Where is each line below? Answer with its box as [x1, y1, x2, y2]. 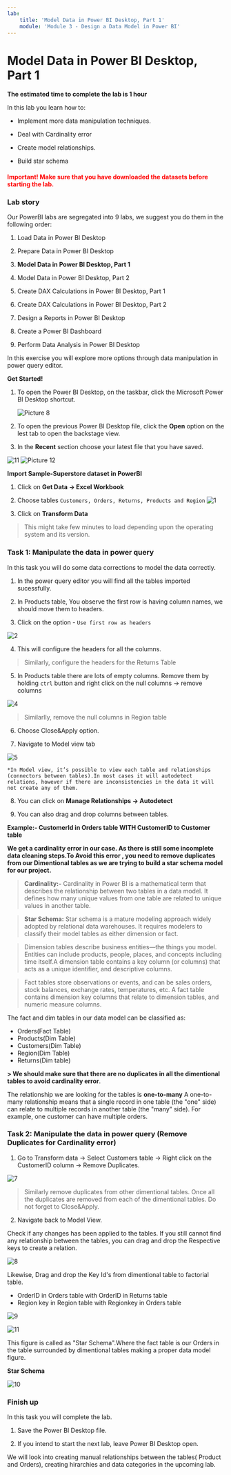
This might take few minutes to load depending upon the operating [23, 523, 214, 531]
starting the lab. [7, 180, 54, 188]
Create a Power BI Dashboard [17, 327, 102, 335]
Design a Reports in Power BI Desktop [17, 314, 125, 322]
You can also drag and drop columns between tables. [17, 810, 169, 818]
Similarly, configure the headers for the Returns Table [23, 658, 177, 666]
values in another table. [23, 901, 91, 909]
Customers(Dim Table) [17, 1041, 81, 1049]
